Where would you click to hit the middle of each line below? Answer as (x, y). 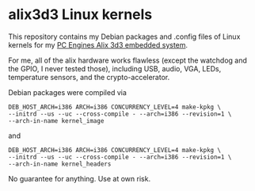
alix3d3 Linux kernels (80, 15)
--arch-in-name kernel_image (56, 120)
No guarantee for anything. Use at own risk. (80, 178)
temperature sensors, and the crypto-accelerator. (89, 77)
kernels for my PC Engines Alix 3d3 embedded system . (98, 44)
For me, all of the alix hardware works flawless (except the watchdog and (128, 60)
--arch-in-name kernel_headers (60, 164)
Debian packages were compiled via (67, 92)
